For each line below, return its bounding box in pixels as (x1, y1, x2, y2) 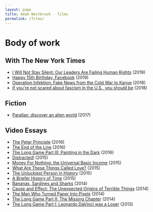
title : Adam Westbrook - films (5, 12, 68, 17)
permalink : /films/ (5, 16, 45, 21)
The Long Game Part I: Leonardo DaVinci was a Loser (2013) (12, 201, 134, 207)
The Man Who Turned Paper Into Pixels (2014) (12, 191, 105, 196)
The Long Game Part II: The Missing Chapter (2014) (12, 196, 116, 202)
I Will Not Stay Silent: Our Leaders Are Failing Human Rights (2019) (12, 69, 146, 76)
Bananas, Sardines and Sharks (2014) (12, 181, 87, 186)
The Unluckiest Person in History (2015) (12, 170, 92, 176)
